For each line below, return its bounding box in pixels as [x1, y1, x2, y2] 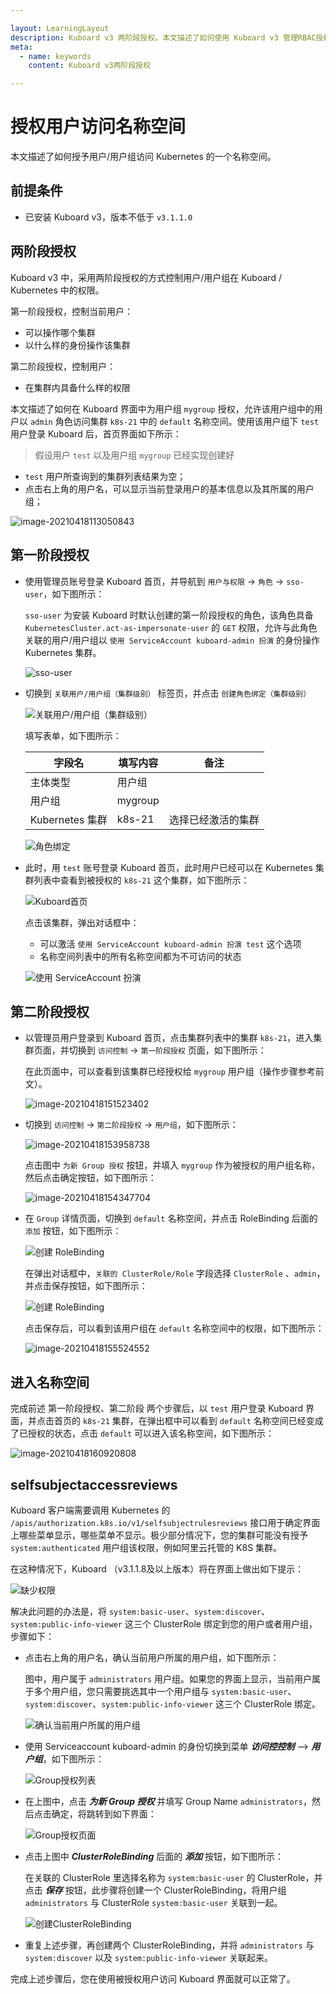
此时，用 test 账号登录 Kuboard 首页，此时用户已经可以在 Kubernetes [24, 861, 313, 873]
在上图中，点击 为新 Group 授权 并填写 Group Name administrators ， [24, 1795, 312, 1807]
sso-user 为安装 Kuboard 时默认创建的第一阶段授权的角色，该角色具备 [24, 609, 314, 621]
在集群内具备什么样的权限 [24, 381, 131, 393]
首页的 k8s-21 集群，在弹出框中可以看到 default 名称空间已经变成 [53, 1415, 324, 1427]
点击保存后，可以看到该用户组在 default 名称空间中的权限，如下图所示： [24, 1322, 325, 1335]
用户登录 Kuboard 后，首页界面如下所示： [10, 427, 182, 440]
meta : [10, 42, 33, 52]
